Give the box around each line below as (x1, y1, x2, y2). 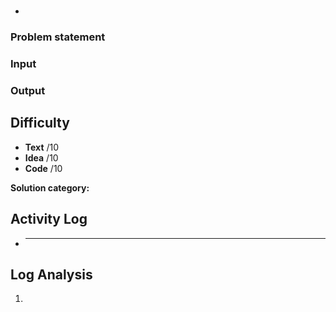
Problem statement (10, 30, 106, 44)
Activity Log (10, 211, 88, 228)
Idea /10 (24, 151, 59, 164)
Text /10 (24, 141, 60, 153)
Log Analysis (10, 266, 93, 283)
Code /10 (24, 162, 63, 174)
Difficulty (10, 115, 70, 132)
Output (10, 83, 46, 97)
